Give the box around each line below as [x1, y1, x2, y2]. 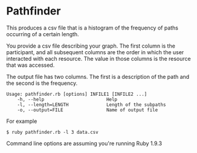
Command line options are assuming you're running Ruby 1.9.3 [6, 140, 162, 147]
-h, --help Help [17, 96, 118, 102]
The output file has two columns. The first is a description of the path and [6, 73, 190, 80]
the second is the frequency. [6, 80, 78, 87]
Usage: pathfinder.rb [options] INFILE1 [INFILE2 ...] [6, 91, 147, 97]
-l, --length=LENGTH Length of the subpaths [17, 101, 166, 108]
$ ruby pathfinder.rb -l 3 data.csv [6, 129, 98, 135]
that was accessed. [6, 61, 55, 69]
